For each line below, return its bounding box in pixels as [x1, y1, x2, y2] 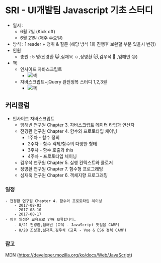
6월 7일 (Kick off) [20, 28, 55, 34]
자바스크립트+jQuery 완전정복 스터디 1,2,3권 [20, 78, 107, 84]
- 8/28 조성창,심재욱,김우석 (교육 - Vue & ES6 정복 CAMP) [14, 228, 127, 233]
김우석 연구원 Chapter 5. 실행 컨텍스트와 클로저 [20, 159, 113, 165]
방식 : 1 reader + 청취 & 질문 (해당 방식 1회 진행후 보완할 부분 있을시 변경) [12, 41, 156, 47]
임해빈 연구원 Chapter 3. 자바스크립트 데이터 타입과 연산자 [20, 122, 135, 128]
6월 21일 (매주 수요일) [20, 35, 63, 41]
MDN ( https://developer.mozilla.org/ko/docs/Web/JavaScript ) [5, 252, 132, 258]
